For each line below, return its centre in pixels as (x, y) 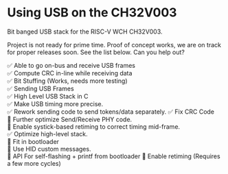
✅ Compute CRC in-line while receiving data (70, 73)
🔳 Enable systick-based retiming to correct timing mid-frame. (94, 126)
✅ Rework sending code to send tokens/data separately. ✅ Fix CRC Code (111, 112)
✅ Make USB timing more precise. (55, 103)
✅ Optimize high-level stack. (47, 134)
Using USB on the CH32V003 (92, 13)
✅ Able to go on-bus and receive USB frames (71, 65)
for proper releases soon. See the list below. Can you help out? (96, 52)
